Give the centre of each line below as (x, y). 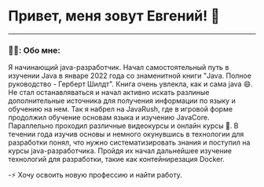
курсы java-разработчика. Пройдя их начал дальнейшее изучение (120, 151)
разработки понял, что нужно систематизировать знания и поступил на (129, 143)
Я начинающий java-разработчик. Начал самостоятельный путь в (119, 68)
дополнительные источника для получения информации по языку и (122, 101)
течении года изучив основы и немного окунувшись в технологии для (126, 134)
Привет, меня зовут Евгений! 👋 (114, 16)
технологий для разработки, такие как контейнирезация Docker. (117, 159)
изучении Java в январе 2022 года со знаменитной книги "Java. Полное (130, 76)
